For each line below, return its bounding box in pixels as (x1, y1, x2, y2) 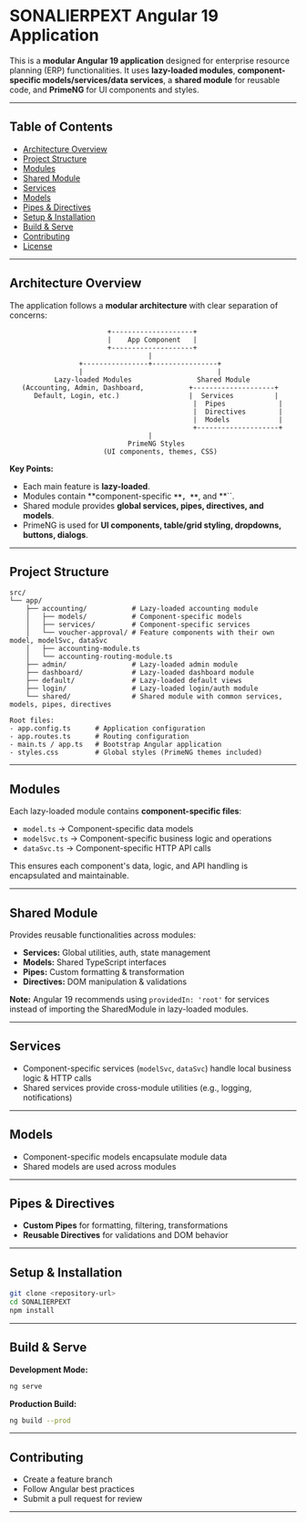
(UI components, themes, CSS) (103, 446, 219, 457)
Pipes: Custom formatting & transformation (22, 967, 185, 977)
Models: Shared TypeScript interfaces (22, 957, 167, 968)
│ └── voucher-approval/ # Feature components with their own (25, 628, 275, 637)
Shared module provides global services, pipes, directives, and (22, 499, 264, 511)
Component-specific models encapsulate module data (22, 1151, 228, 1162)
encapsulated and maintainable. (9, 870, 129, 881)
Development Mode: (9, 1364, 88, 1375)
